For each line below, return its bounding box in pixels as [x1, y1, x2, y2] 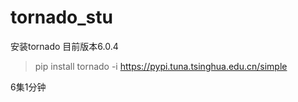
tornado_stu [10, 6, 113, 29]
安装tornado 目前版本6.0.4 [10, 40, 119, 52]
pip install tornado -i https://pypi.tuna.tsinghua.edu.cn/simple [34, 60, 288, 72]
